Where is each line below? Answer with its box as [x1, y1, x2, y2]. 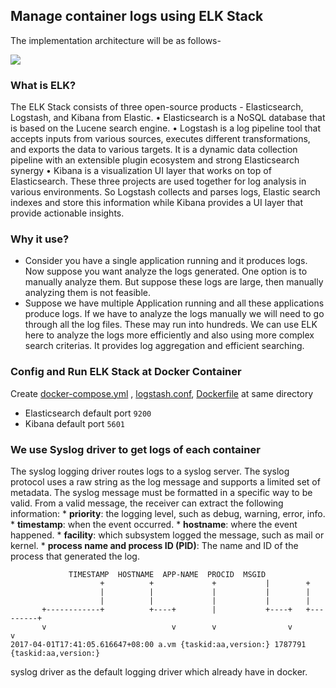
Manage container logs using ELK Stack [10, 8, 264, 25]
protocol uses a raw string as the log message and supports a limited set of [10, 476, 321, 488]
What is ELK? [10, 78, 77, 92]
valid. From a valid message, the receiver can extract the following [10, 497, 284, 509]
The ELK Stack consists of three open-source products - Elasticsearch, [10, 101, 304, 113]
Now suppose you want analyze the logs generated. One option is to [24, 265, 308, 278]
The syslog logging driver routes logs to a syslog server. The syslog [10, 465, 290, 477]
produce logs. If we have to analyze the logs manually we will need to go [24, 308, 325, 320]
